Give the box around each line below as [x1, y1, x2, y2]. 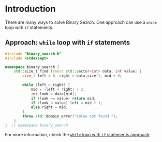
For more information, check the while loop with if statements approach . [5, 131, 151, 137]
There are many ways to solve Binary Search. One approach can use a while [5, 19, 158, 25]
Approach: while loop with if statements [5, 39, 130, 47]
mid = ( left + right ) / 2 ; [30, 87, 86, 92]
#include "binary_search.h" [5, 51, 62, 56]
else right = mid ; [30, 105, 68, 110]
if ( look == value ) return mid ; [30, 96, 96, 101]
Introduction [5, 3, 56, 14]
